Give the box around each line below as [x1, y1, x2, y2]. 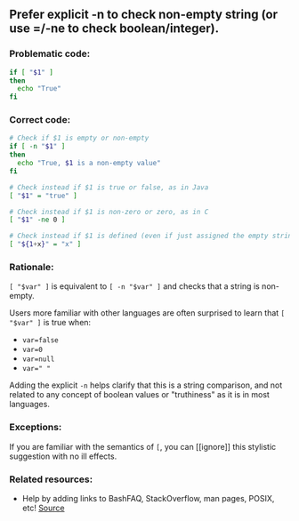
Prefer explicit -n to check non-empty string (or [9, 7, 279, 22]
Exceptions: [9, 421, 62, 434]
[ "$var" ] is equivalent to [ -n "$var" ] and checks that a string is [9, 281, 260, 292]
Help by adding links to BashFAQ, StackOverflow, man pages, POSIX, [21, 493, 275, 503]
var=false [21, 336, 60, 345]
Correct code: [9, 114, 71, 126]
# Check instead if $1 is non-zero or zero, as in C [9, 207, 209, 216]
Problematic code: [9, 48, 91, 60]
